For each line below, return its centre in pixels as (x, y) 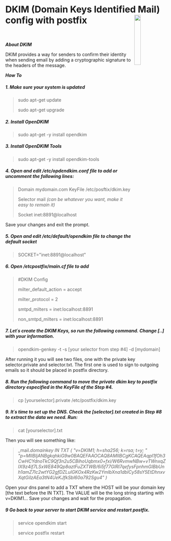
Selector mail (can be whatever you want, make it (70, 199)
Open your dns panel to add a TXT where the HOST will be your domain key (85, 487)
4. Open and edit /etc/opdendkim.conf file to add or (61, 171)
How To (14, 75)
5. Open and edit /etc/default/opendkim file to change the (68, 236)
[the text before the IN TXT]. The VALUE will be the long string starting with (84, 493)
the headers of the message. (36, 65)
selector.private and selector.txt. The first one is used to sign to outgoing (82, 365)
